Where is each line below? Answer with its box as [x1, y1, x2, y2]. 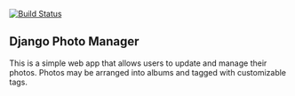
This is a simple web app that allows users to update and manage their [9, 58, 267, 68]
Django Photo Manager [9, 34, 140, 49]
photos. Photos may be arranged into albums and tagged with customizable [9, 67, 287, 77]
